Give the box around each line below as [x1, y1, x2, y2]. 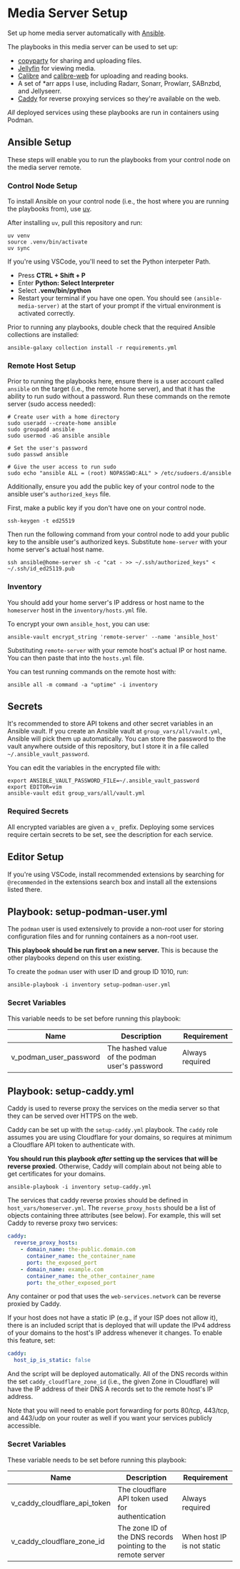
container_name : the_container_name [26, 1253, 136, 1260]
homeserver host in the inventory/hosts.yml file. [7, 606, 148, 614]
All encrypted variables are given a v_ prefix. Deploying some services [7, 823, 214, 831]
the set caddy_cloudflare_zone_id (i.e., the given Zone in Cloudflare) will [7, 1377, 220, 1386]
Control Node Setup [7, 181, 78, 191]
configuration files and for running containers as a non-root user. [7, 932, 199, 941]
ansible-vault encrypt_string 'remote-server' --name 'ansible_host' [7, 633, 219, 641]
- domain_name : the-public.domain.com [20, 1246, 136, 1253]
